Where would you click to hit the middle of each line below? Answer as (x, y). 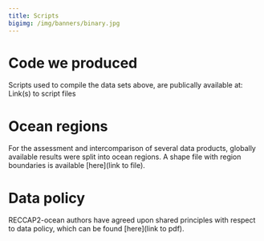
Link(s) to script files (42, 94)
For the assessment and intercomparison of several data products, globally (132, 149)
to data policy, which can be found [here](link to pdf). (96, 229)
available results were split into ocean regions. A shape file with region (125, 157)
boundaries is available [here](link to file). (77, 165)
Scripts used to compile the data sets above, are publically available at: (126, 85)
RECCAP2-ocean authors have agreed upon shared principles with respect (132, 220)
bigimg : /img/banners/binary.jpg (64, 23)
